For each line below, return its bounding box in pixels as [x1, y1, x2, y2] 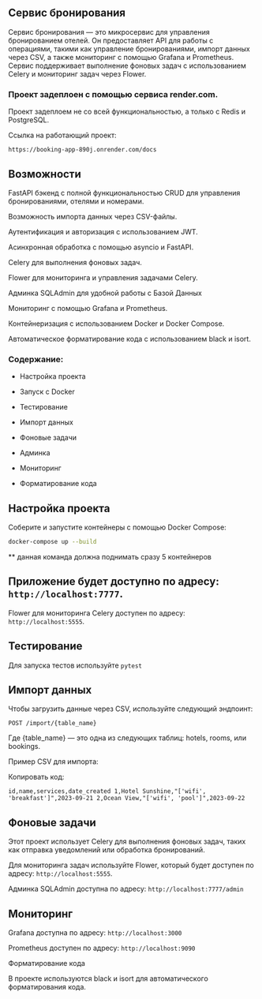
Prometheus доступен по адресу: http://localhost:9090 [8, 943, 196, 952]
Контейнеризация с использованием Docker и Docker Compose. [8, 319, 225, 328]
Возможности [8, 167, 81, 181]
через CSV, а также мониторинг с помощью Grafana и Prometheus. [8, 52, 234, 62]
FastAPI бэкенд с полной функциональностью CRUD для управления [8, 188, 241, 197]
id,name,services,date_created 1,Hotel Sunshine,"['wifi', [8, 788, 207, 795]
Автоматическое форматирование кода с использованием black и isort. [8, 334, 251, 343]
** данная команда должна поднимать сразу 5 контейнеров [8, 552, 211, 561]
